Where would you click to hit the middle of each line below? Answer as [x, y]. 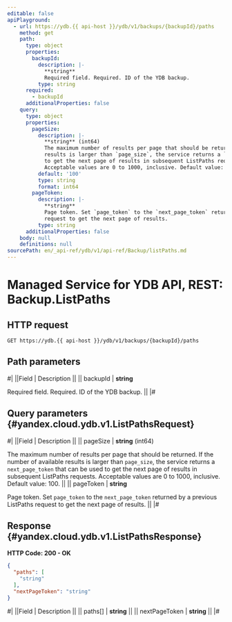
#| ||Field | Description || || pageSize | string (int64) [80, 441]
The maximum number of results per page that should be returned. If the [110, 454]
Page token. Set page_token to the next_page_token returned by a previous [112, 496]
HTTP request [38, 325]
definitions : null [46, 244]
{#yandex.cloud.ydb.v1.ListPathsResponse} [105, 537]
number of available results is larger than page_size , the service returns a [111, 461]
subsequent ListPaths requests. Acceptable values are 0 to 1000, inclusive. [114, 476]
